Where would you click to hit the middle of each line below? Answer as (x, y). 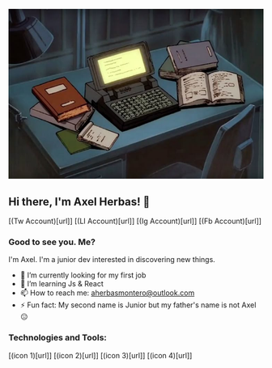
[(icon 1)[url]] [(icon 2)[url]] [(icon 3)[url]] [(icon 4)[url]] (100, 355)
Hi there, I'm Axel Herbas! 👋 (79, 202)
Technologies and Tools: (58, 338)
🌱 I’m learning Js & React (62, 284)
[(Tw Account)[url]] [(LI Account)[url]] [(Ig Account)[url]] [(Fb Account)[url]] (135, 221)
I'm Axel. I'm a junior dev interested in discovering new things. (112, 260)
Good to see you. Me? (52, 242)
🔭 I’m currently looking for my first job (83, 275)
